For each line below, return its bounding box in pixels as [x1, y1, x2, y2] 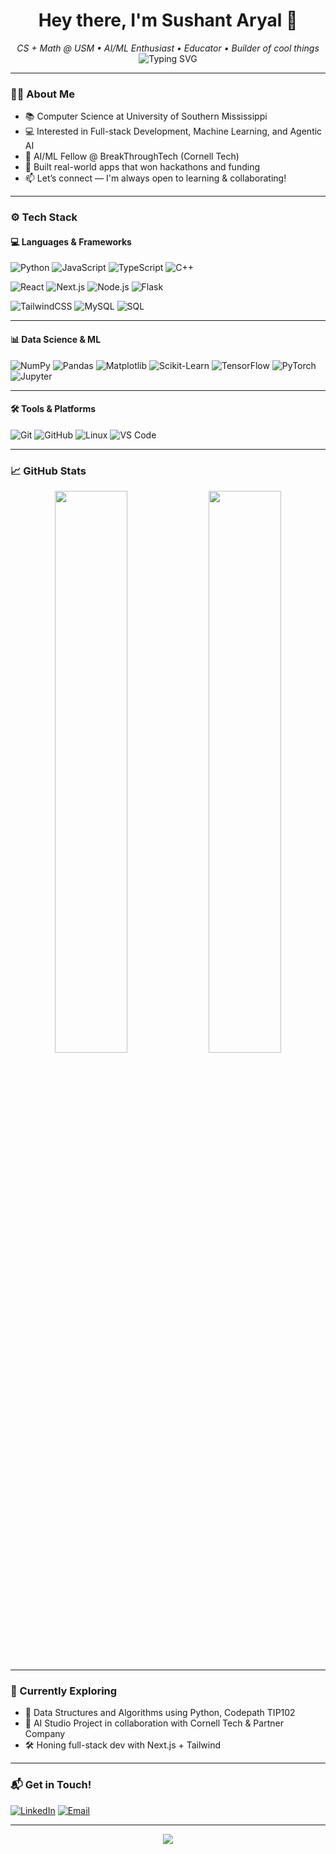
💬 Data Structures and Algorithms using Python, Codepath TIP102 [24, 1707, 296, 1719]
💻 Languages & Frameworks [10, 235, 132, 248]
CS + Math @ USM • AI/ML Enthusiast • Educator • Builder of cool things [16, 42, 320, 54]
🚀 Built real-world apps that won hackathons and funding [24, 161, 260, 173]
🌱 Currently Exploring [10, 1684, 118, 1698]
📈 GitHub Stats [10, 464, 87, 478]
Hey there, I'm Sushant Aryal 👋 [38, 9, 298, 32]
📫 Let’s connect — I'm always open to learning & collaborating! [24, 172, 287, 184]
